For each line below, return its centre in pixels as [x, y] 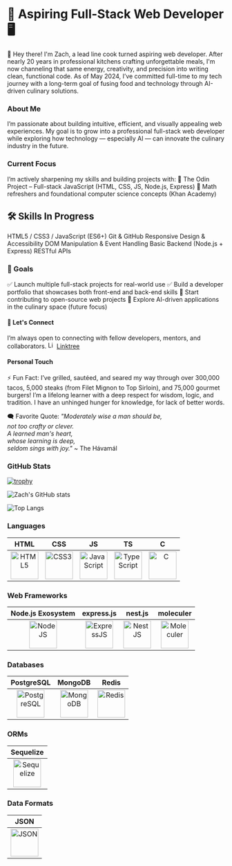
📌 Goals [20, 269]
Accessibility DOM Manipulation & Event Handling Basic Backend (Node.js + [115, 244]
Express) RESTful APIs [39, 251]
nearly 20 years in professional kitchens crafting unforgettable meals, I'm [111, 61]
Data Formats [30, 804]
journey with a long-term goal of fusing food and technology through [105, 83]
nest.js [137, 613]
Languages [27, 526]
